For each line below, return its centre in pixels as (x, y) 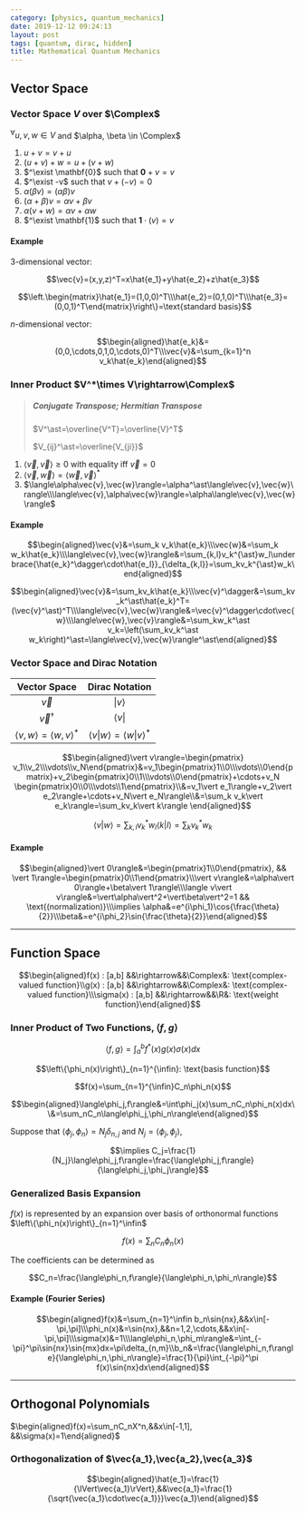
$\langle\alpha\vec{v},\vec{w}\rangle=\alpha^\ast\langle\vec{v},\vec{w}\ (158, 485)
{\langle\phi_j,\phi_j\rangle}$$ (153, 1170)
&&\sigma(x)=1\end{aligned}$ (65, 1436)
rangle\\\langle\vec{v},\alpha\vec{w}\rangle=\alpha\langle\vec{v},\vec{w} (159, 495)
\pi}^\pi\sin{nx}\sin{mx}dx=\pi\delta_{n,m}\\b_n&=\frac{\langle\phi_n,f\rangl (153, 1348)
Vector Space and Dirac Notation (84, 663)
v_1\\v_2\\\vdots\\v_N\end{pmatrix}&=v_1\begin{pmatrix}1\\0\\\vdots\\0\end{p (153, 767)
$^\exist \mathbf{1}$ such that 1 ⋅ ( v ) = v (99, 221)
